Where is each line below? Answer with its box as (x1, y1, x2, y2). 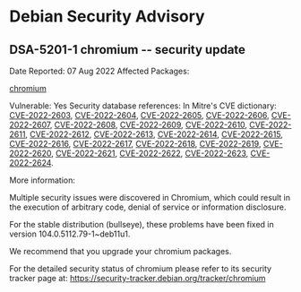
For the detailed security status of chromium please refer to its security (9, 263, 271, 274)
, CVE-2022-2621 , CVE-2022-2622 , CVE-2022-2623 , (50, 148, 249, 159)
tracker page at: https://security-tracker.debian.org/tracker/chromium (9, 273, 266, 283)
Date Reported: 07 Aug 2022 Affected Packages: (9, 65, 190, 76)
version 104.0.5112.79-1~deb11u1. (9, 228, 131, 239)
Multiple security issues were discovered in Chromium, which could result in (9, 193, 291, 202)
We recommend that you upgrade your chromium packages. (9, 246, 232, 256)
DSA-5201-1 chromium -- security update (9, 42, 246, 57)
